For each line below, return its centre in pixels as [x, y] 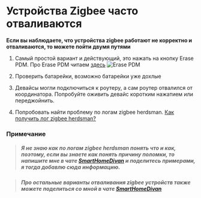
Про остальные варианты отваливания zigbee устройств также [106, 182]
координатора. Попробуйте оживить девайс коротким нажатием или [104, 94]
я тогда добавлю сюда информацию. [70, 167]
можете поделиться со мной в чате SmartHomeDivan [91, 188]
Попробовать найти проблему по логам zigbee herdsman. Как [94, 112]
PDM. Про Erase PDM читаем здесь [60, 65]
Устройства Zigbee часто [72, 11]
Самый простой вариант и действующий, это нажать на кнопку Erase [104, 58]
